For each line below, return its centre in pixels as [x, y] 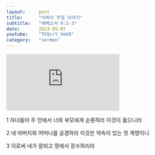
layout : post [28, 12]
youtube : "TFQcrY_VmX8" [40, 35]
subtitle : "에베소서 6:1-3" [42, 23]
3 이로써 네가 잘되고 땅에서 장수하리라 [51, 146]
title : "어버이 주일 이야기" [45, 18]
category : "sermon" [33, 40]
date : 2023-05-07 [36, 29]
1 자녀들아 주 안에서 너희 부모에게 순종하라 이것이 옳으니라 [74, 120]
